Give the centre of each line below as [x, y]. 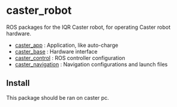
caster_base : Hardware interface [56, 51]
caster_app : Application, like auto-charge [67, 45]
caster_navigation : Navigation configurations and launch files [91, 64]
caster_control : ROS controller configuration [70, 58]
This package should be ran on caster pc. [58, 97]
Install [18, 83]
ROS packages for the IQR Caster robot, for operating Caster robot [88, 27]
